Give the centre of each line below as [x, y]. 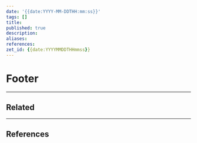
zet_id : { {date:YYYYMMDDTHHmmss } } [48, 50]
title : [14, 22]
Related [21, 108]
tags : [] [17, 17]
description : [22, 33]
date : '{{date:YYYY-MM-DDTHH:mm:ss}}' [53, 11]
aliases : [17, 39]
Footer [23, 78]
